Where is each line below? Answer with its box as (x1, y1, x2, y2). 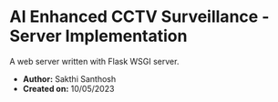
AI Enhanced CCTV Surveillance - (9, 6, 270, 27)
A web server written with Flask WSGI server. (9, 56, 180, 66)
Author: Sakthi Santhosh (22, 73, 117, 84)
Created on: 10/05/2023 (22, 83, 115, 94)
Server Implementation (9, 25, 188, 46)
